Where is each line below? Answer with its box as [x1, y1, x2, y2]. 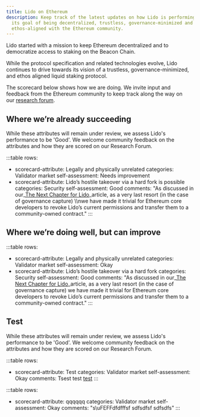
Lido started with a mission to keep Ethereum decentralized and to [6, 42, 169, 49]
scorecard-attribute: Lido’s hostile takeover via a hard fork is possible [14, 179, 185, 186]
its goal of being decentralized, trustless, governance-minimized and [11, 20, 193, 26]
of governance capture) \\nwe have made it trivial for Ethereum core [14, 198, 182, 205]
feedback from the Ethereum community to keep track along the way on [6, 90, 183, 97]
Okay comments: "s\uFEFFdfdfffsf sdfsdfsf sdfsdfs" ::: [47, 404, 180, 411]
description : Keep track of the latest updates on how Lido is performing [6, 14, 196, 20]
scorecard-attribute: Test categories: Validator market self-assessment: [14, 368, 190, 375]
